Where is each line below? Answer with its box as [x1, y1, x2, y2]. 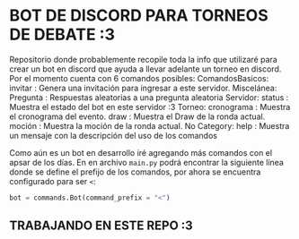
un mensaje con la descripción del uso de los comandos [9, 130, 218, 141]
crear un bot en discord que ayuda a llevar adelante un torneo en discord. [9, 64, 282, 74]
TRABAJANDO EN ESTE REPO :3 [9, 218, 193, 234]
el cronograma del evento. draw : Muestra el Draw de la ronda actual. [9, 111, 266, 122]
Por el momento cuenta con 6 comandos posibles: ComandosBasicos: [9, 73, 269, 83]
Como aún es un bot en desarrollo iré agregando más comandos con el [9, 147, 272, 158]
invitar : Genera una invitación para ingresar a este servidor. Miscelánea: [9, 82, 277, 93]
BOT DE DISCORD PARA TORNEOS [9, 5, 269, 26]
